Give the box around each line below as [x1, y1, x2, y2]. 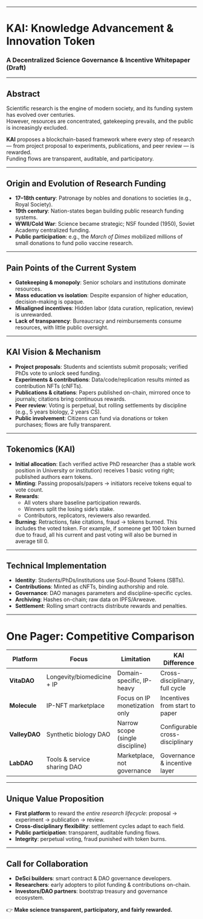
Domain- [117, 669, 143, 677]
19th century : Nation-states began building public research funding [14, 207, 184, 215]
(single [117, 734, 137, 742]
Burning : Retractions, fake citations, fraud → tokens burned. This [14, 518, 178, 525]
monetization [117, 702, 155, 710]
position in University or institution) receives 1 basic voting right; [14, 467, 175, 474]
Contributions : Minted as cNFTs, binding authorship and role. [14, 583, 169, 590]
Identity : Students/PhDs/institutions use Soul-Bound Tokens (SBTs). [14, 576, 185, 584]
